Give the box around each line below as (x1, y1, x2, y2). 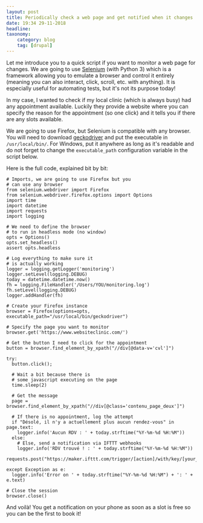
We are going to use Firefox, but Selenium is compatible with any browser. (6, 127, 191, 135)
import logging (6, 213, 45, 219)
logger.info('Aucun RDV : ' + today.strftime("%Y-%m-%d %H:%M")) (17, 429, 185, 436)
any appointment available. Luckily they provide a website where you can (6, 103, 188, 110)
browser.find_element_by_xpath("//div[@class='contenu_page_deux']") (6, 403, 185, 409)
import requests (6, 208, 47, 214)
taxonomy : (6, 31, 31, 37)
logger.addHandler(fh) (6, 292, 63, 299)
